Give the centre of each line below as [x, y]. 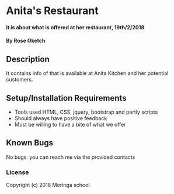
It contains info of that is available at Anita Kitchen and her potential [87, 73]
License [18, 172]
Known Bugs [30, 143]
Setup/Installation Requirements [66, 98]
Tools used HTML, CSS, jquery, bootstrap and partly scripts [86, 112]
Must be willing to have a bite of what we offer [70, 125]
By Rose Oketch [26, 41]
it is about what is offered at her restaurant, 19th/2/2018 [75, 27]
